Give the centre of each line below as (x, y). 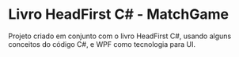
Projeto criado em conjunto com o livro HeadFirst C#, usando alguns (120, 36)
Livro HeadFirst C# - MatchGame (119, 14)
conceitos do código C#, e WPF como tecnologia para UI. (102, 44)
